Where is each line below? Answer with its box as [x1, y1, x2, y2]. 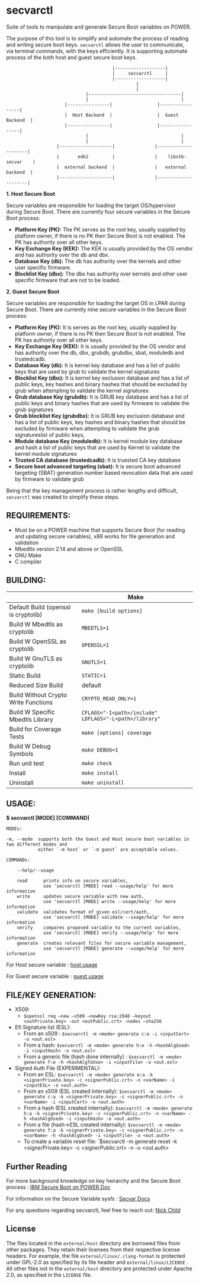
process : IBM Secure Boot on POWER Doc [6, 1183, 111, 1191]
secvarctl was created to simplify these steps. [6, 493, 120, 500]
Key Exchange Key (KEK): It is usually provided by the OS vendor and [14, 343, 186, 350]
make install [81, 769, 118, 776]
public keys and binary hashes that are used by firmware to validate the [14, 399, 190, 406]
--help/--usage [17, 868, 54, 873]
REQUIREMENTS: [6, 511, 71, 521]
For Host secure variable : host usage [6, 962, 98, 969]
